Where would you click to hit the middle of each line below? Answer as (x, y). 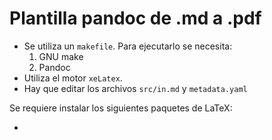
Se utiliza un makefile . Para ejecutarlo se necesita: (128, 46)
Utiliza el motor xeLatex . (73, 78)
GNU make (61, 56)
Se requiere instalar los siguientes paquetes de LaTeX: (121, 108)
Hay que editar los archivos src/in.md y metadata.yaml (135, 88)
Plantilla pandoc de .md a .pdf (135, 18)
